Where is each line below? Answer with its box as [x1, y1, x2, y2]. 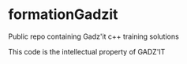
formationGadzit [8, 6, 118, 24]
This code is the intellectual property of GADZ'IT [8, 47, 166, 56]
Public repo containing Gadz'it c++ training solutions [8, 32, 179, 41]
